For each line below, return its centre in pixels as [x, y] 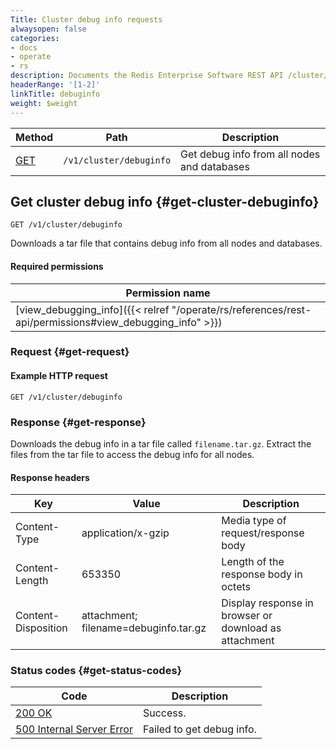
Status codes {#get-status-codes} [96, 671]
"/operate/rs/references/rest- [241, 309]
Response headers [50, 477]
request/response [263, 533]
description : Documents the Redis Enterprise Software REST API [147, 76]
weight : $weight [44, 103]
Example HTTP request [59, 376]
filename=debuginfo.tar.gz [144, 628]
